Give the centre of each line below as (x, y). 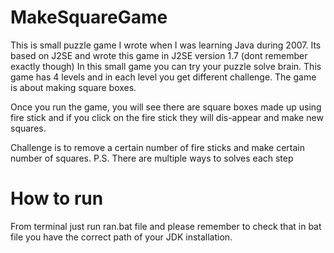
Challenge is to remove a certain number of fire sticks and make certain (158, 147)
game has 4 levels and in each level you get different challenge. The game (163, 77)
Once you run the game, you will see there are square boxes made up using (166, 107)
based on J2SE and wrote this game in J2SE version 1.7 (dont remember (159, 55)
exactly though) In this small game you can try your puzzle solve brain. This (166, 66)
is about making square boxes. (73, 87)
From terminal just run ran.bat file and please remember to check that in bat (166, 226)
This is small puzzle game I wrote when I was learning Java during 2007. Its (166, 45)
